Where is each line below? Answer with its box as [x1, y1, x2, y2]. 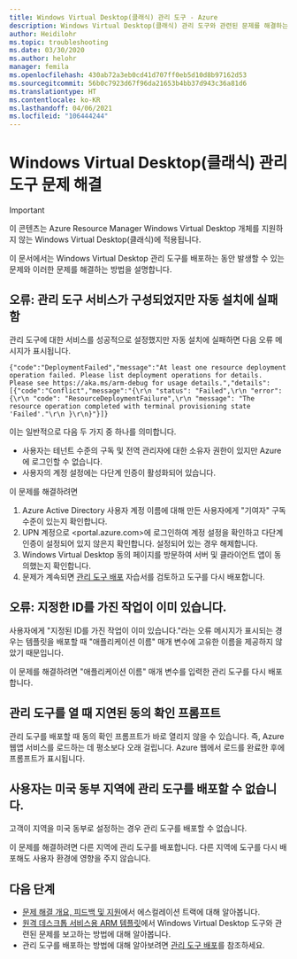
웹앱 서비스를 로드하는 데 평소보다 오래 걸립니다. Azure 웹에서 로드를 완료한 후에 [9, 742, 286, 752]
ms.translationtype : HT [9, 87, 97, 96]
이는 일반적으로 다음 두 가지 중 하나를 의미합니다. [9, 426, 177, 437]
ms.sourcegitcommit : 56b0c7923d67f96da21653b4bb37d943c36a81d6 [9, 79, 247, 88]
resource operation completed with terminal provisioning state [9, 402, 251, 410]
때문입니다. [25, 647, 65, 658]
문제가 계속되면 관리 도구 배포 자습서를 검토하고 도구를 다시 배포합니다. [21, 571, 265, 581]
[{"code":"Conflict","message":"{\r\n [9, 386, 152, 395]
